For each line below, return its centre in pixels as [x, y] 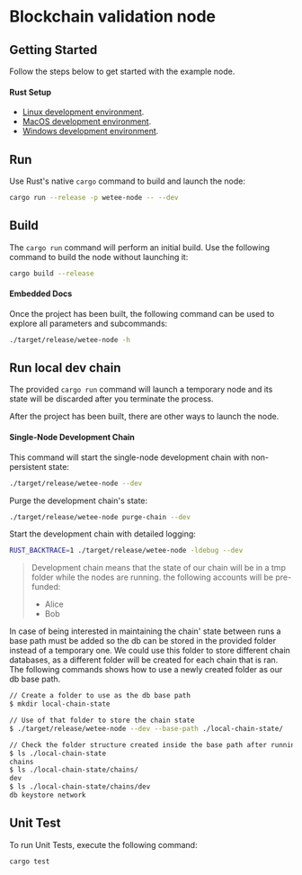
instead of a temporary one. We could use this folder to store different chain [150, 651]
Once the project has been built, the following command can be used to [142, 313]
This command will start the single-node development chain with [129, 457]
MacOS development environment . [87, 122]
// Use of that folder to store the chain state [102, 721]
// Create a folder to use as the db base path [100, 696]
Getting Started [53, 50]
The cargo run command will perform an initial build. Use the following [140, 247]
